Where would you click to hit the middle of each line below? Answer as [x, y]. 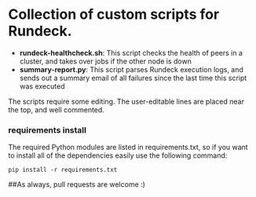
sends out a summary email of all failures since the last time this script [133, 78]
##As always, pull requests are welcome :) [77, 184]
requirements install [47, 130]
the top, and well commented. [56, 109]
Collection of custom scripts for [114, 15]
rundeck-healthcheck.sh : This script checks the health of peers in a [131, 53]
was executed [42, 86]
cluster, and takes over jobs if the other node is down [106, 61]
